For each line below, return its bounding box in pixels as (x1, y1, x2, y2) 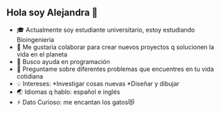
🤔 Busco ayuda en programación (16, 57, 110, 65)
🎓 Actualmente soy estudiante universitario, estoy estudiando (16, 25, 195, 34)
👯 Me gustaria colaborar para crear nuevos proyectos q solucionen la (16, 43, 215, 51)
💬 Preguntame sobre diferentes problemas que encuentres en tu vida (16, 65, 214, 73)
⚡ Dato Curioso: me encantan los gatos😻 (16, 98, 135, 106)
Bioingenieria (16, 35, 55, 43)
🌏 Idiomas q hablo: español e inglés (16, 88, 121, 96)
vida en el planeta (16, 50, 68, 59)
